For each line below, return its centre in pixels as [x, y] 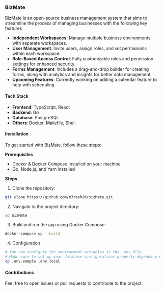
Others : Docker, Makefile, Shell [44, 123]
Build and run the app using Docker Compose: [59, 225]
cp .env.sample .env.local [33, 262]
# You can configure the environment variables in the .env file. [74, 252]
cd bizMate [16, 215]
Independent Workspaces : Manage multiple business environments [81, 38]
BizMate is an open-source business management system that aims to [76, 18]
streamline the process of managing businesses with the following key [76, 23]
